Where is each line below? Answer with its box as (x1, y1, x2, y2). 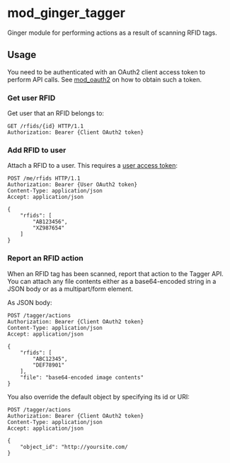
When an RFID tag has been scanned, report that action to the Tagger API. (7, 269, 224, 278)
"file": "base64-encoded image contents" (20, 374, 144, 381)
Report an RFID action (7, 253, 84, 263)
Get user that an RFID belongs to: (7, 109, 105, 118)
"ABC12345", (33, 355, 69, 362)
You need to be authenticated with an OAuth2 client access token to (7, 67, 206, 76)
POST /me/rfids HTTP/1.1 (7, 175, 81, 182)
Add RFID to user (7, 145, 67, 155)
